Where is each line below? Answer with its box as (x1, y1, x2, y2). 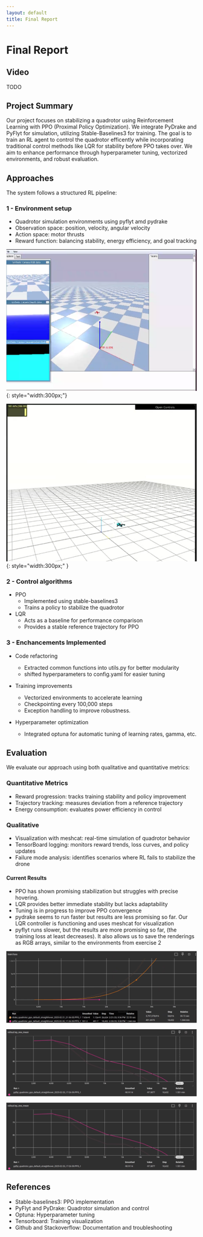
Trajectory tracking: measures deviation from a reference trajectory (14, 799, 183, 806)
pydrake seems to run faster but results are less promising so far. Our (14, 913, 188, 921)
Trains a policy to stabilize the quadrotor (24, 604, 124, 612)
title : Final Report (6, 16, 59, 22)
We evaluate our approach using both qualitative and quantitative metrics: (6, 764, 190, 771)
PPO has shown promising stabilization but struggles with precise (14, 888, 178, 895)
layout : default (6, 10, 47, 16)
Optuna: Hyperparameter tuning (14, 1211, 95, 1218)
